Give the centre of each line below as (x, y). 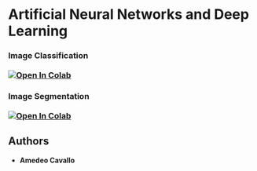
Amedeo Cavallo (47, 160)
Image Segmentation (49, 96)
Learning (38, 31)
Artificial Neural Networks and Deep (129, 15)
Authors (29, 142)
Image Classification (48, 56)
